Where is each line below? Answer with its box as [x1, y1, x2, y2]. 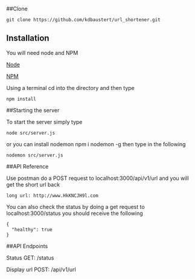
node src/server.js [6, 130, 56, 136]
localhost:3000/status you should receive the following [6, 210, 143, 217]
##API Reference [6, 162, 49, 170]
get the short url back [6, 181, 60, 188]
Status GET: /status [6, 254, 54, 261]
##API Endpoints [6, 242, 48, 249]
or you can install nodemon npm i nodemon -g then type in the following [6, 140, 186, 147]
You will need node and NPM [6, 49, 78, 56]
